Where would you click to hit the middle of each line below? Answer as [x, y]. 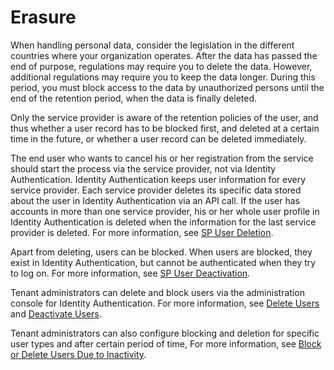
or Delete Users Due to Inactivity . [78, 354]
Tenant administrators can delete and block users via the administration [157, 292]
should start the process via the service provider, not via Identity [143, 168]
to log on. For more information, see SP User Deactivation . [130, 273]
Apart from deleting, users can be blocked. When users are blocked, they [161, 252]
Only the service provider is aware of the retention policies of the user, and [164, 117]
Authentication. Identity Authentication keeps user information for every [158, 179]
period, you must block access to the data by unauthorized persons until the [167, 87]
